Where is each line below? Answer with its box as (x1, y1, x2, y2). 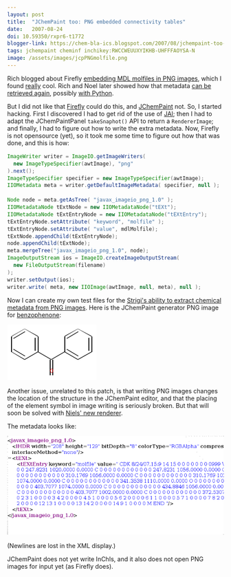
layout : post (7, 11, 45, 18)
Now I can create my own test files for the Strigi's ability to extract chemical (7, 296, 222, 304)
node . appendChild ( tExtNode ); (7, 240, 91, 247)
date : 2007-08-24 (7, 25, 63, 32)
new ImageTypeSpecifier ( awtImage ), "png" (13, 160, 134, 167)
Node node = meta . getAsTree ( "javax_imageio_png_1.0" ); (7, 197, 174, 204)
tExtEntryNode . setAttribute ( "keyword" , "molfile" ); (7, 218, 165, 225)
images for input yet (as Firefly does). (7, 562, 113, 570)
